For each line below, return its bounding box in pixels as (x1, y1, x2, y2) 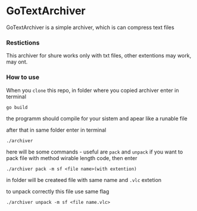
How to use (6, 73, 40, 81)
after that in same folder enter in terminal (6, 126, 107, 133)
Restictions (6, 39, 40, 47)
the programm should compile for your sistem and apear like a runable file (6, 114, 187, 122)
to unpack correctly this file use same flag (6, 188, 110, 195)
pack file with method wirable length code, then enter (6, 154, 137, 161)
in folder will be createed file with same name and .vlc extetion (6, 176, 162, 183)
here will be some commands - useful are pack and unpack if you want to (6, 148, 183, 155)
